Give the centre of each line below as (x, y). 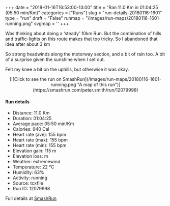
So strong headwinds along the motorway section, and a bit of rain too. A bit (85, 54)
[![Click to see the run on (36, 79)
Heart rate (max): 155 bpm (40, 140)
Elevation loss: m (30, 156)
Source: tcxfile (28, 183)
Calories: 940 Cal (31, 129)
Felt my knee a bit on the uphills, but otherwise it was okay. (67, 69)
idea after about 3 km (28, 44)
